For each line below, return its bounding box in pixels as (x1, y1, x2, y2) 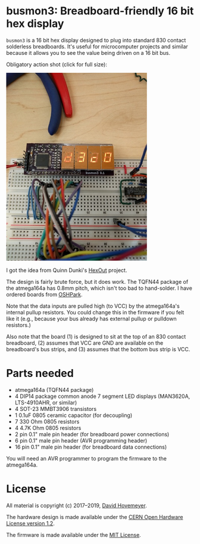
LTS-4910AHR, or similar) (14, 398, 77, 406)
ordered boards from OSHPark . (6, 290, 83, 298)
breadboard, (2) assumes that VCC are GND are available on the (6, 339, 164, 347)
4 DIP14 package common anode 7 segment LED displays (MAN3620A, (14, 392, 190, 400)
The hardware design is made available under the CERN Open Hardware (6, 513, 183, 520)
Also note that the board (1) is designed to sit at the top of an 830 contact (6, 333, 186, 340)
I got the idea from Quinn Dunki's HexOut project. (6, 267, 127, 274)
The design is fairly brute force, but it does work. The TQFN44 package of (6, 278, 189, 285)
